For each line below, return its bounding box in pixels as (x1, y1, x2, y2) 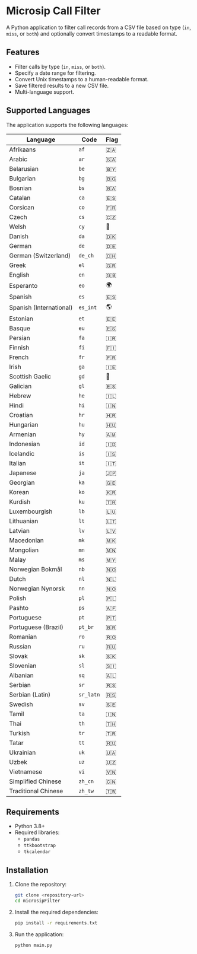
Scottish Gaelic (9, 372, 52, 380)
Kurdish (9, 497, 31, 505)
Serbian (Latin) (9, 690, 51, 698)
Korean (9, 488, 30, 496)
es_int (78, 304, 97, 311)
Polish (9, 594, 27, 602)
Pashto (9, 603, 28, 612)
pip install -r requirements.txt (14, 920, 98, 926)
